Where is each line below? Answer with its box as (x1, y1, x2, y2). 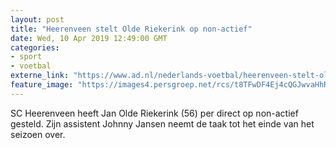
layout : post (10, 14, 65, 25)
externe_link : (10, 71, 70, 81)
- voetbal (10, 61, 52, 71)
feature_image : (10, 80, 74, 90)
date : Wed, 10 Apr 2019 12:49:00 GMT (10, 33, 168, 43)
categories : (10, 42, 60, 53)
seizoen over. (10, 128, 66, 140)
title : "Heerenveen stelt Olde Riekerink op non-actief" (10, 24, 253, 34)
